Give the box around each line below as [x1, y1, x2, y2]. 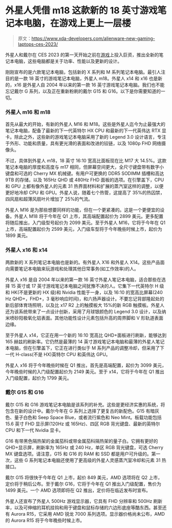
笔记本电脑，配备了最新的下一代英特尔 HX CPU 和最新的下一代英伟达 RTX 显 [5, 127, 166, 134]
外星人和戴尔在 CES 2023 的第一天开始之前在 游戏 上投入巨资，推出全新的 [5, 52, 159, 58]
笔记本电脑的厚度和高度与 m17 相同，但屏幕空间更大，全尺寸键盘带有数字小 [5, 164, 164, 170]
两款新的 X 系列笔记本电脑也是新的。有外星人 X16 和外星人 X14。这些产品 [5, 259, 160, 265]
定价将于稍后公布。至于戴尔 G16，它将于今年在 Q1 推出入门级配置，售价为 [5, 480, 162, 487]
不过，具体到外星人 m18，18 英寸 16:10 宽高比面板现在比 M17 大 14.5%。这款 [5, 158, 167, 164]
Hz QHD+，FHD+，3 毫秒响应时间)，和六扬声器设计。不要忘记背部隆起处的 [5, 295, 165, 302]
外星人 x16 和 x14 [5, 247, 48, 254]
